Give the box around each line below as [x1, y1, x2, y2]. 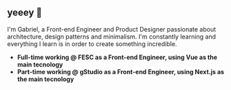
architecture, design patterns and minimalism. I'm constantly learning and [7, 32, 216, 41]
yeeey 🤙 [7, 7, 43, 19]
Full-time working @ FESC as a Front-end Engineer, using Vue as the [17, 53, 218, 61]
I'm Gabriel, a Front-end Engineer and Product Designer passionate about [7, 25, 217, 33]
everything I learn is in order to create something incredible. [7, 39, 177, 48]
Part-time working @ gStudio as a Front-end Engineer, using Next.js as [17, 67, 225, 76]
